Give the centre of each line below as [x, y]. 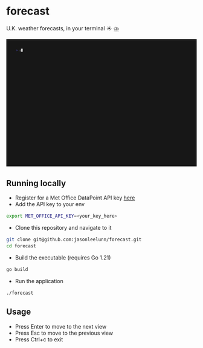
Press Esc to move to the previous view [64, 333]
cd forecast [21, 246]
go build [17, 270]
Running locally [36, 183]
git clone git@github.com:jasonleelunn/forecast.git [74, 240]
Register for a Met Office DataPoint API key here [75, 198]
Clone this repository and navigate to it [63, 228]
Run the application [39, 281]
